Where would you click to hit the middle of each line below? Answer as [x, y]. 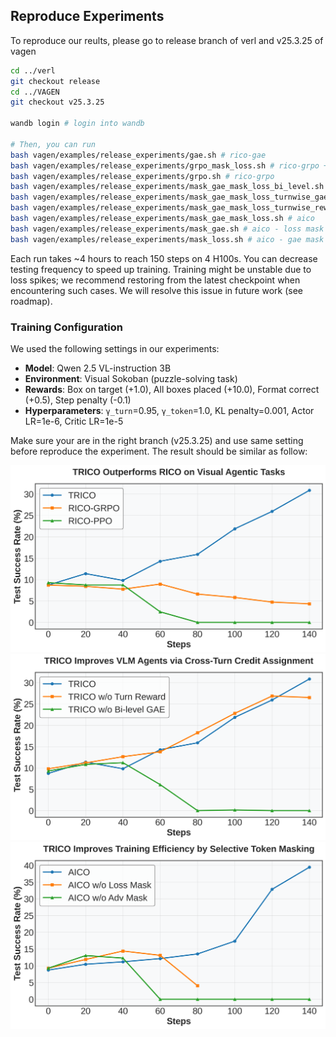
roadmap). [31, 301]
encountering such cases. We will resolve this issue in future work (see [156, 290]
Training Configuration [66, 327]
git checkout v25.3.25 [57, 102]
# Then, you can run [53, 144]
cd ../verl [33, 70]
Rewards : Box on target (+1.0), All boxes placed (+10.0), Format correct [172, 389]
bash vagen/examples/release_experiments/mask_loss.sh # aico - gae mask [167, 239]
